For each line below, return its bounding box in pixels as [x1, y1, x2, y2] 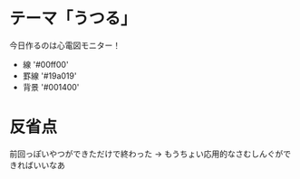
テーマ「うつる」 [9, 8, 138, 29]
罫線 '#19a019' [22, 70, 77, 81]
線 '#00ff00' [22, 59, 70, 70]
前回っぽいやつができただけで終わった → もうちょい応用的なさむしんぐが [9, 148, 284, 159]
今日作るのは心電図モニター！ [9, 40, 121, 51]
